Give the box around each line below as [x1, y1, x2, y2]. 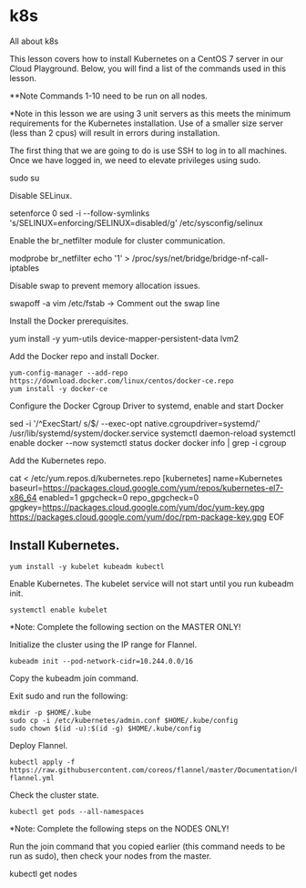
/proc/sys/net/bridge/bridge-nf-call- [131, 253, 269, 263]
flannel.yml [9, 773, 55, 782]
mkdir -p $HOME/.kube [9, 707, 92, 717]
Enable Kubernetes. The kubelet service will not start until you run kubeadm [9, 578, 294, 589]
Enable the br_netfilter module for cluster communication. [9, 234, 226, 246]
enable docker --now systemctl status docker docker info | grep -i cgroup [9, 437, 287, 448]
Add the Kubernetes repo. [9, 455, 107, 466]
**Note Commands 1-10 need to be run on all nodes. [9, 90, 208, 101]
